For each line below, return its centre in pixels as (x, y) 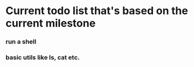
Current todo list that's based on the (97, 11)
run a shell (21, 42)
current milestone (51, 23)
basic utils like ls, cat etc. (43, 58)
